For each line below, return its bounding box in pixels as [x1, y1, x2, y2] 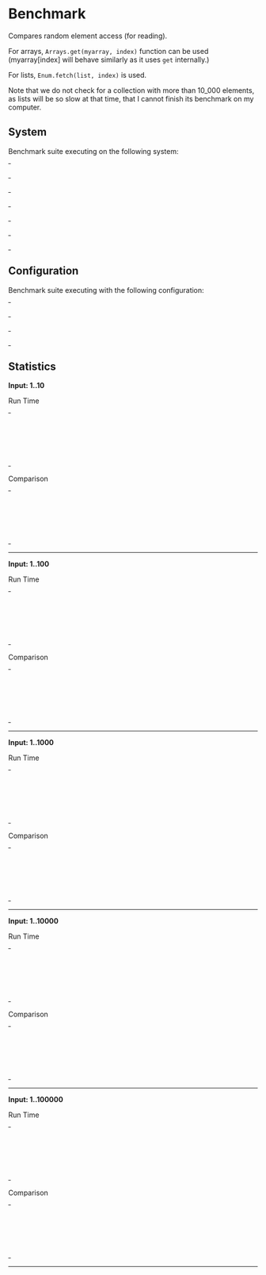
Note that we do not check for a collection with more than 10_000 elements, [8, 85, 255, 95]
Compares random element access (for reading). [8, 31, 168, 40]
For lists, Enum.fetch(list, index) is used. [8, 70, 147, 79]
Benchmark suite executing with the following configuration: [8, 285, 204, 294]
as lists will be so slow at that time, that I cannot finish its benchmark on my [8, 94, 254, 103]
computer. [8, 102, 42, 112]
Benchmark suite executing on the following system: [8, 146, 179, 156]
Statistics [8, 359, 57, 373]
